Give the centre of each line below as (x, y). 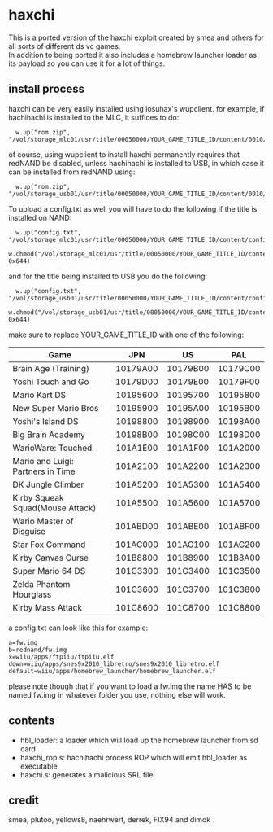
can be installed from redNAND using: (72, 172)
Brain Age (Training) (51, 368)
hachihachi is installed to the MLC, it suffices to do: (94, 117)
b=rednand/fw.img (38, 650)
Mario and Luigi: (43, 461)
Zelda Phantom (41, 584)
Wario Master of (43, 521)
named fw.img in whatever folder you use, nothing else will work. (117, 694)
